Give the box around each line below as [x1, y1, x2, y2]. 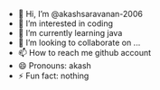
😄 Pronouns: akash [17, 60, 92, 71]
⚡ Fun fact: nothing [17, 70, 89, 81]
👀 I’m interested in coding [17, 18, 114, 29]
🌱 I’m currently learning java [17, 28, 123, 38]
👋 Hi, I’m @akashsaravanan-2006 [17, 9, 143, 19]
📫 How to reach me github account [17, 48, 152, 58]
